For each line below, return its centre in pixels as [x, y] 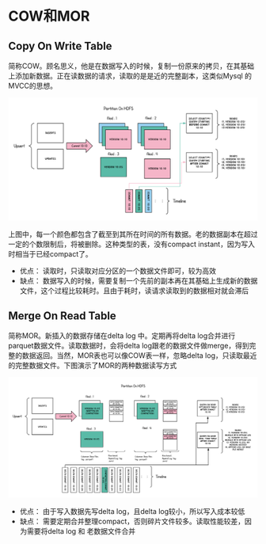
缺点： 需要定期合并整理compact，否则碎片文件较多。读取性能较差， [132, 521]
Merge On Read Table [62, 316]
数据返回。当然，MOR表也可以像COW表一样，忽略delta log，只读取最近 [139, 356]
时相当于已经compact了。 [50, 253]
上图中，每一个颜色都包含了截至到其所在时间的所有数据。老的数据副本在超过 [133, 234]
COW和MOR [49, 16]
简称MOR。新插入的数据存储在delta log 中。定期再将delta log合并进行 [122, 336]
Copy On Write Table [60, 46]
